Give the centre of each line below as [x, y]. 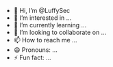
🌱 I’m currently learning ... [50, 25]
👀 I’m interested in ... [42, 18]
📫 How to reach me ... [45, 40]
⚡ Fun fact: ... [32, 57]
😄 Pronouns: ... [36, 50]
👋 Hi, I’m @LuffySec [42, 11]
